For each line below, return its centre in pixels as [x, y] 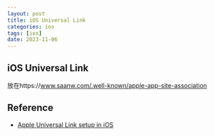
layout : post [26, 14]
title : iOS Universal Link [47, 20]
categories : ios [31, 27]
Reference [30, 108]
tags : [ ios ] [24, 33]
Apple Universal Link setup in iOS [65, 124]
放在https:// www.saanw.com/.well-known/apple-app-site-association [107, 85]
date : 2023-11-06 [33, 40]
